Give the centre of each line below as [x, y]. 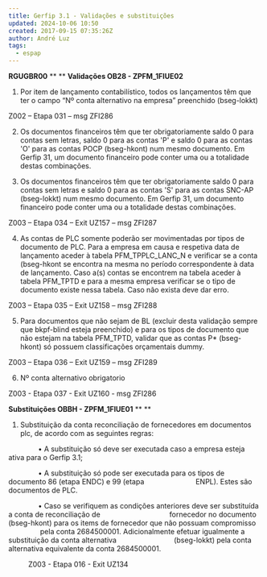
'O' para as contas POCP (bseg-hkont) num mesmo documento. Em [132, 149]
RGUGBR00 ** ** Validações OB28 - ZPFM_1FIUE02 [96, 76]
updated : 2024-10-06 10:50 [53, 23]
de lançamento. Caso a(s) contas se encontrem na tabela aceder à [130, 272]
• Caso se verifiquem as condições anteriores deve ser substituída [148, 506]
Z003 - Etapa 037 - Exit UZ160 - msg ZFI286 [82, 393]
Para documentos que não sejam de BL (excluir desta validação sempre [139, 321]
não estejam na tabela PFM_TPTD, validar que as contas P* [118, 338]
